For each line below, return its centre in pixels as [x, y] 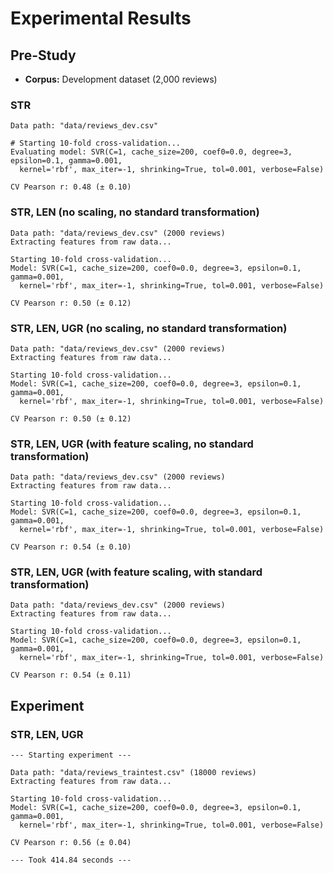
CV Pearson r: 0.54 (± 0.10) [71, 547]
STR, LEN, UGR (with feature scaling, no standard [132, 444]
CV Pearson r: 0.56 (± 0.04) [71, 843]
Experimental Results [101, 18]
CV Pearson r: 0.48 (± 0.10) [71, 187]
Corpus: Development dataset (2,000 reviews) [121, 79]
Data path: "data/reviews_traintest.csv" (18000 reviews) [133, 773]
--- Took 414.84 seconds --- [71, 860]
